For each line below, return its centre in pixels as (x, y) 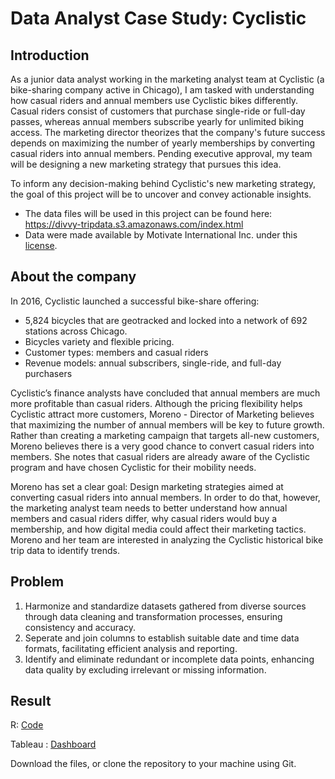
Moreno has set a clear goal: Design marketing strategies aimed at (147, 486)
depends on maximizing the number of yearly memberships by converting (162, 143)
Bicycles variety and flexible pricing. (99, 341)
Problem (37, 582)
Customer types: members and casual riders (116, 352)
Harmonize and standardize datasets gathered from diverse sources (165, 606)
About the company (73, 277)
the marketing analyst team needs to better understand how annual (149, 508)
